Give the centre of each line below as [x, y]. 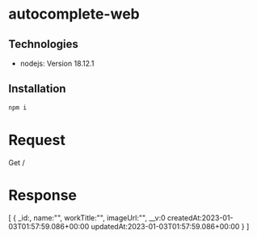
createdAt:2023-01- [200, 218]
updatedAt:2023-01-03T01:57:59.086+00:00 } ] [170, 226]
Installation [37, 89]
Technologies [44, 44]
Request [37, 140]
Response [43, 195]
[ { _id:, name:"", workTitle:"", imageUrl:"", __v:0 [87, 218]
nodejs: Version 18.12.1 [57, 63]
